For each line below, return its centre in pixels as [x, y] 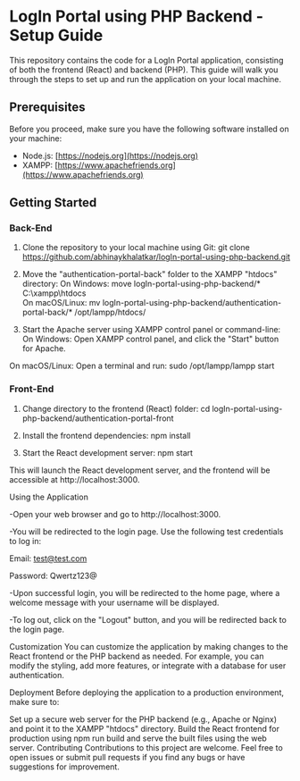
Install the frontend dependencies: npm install [106, 435]
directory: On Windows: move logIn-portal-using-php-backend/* [141, 284]
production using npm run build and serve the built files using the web [138, 738]
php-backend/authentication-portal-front [98, 418]
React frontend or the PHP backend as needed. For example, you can [137, 656]
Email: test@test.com [48, 558]
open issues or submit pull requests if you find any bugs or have [127, 757]
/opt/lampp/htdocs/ [110, 312]
